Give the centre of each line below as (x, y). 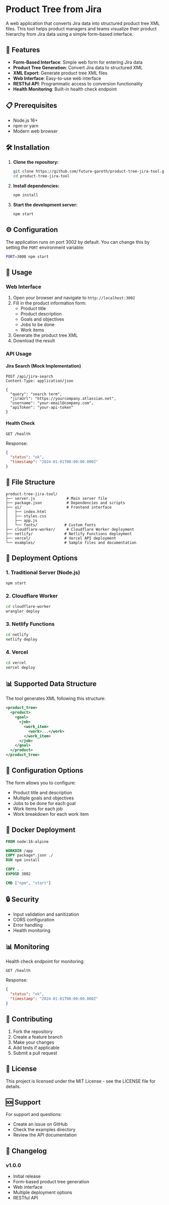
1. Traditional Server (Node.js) (43, 572)
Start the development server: (45, 205)
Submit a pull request (35, 1053)
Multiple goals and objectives (44, 798)
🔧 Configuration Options (45, 770)
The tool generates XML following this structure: (56, 698)
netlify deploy (22, 639)
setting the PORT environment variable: (45, 247)
